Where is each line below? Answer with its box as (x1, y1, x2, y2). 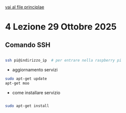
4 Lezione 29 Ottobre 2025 (5, 22, 117, 32)
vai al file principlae (5, 4, 45, 10)
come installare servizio (12, 90, 60, 95)
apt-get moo (5, 81, 29, 86)
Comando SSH (5, 41, 50, 49)
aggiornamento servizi (12, 67, 58, 72)
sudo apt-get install (5, 103, 50, 108)
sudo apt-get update (5, 76, 48, 81)
